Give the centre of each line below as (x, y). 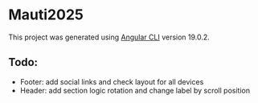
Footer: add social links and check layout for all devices (112, 81)
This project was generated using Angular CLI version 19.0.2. (109, 37)
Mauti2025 (46, 15)
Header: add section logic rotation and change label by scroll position (135, 90)
